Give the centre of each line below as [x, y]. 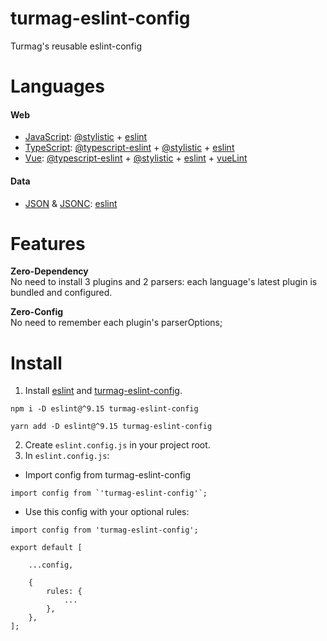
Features [48, 243]
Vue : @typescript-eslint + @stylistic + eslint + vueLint [136, 158]
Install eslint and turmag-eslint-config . [103, 391]
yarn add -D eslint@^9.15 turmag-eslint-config [111, 427]
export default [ [46, 548]
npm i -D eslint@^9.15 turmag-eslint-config [104, 409]
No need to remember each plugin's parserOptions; [116, 323]
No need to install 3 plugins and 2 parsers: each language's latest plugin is [164, 282]
